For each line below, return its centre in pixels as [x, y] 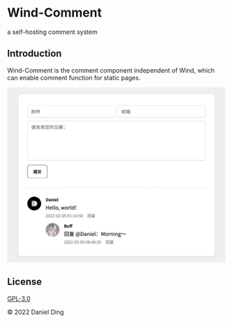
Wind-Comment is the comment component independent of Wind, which [111, 70]
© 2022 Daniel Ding [36, 312]
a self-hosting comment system [53, 32]
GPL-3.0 [19, 298]
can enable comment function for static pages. [74, 77]
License [25, 282]
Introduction [35, 54]
